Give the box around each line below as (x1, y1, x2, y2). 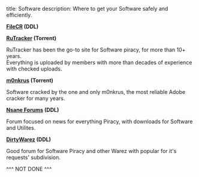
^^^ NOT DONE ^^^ (6, 166, 52, 172)
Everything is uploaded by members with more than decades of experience (6, 59, 192, 66)
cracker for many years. (6, 95, 65, 102)
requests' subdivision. (6, 154, 61, 161)
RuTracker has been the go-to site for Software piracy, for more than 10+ (6, 46, 186, 53)
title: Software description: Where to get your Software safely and (6, 5, 168, 12)
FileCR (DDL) (6, 23, 39, 30)
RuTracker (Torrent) (6, 35, 57, 41)
